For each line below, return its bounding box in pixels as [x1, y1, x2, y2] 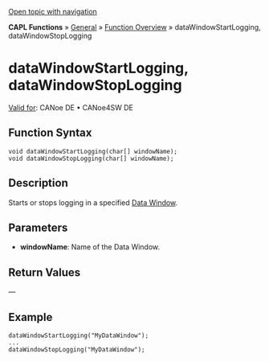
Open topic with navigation [8, 7, 98, 16]
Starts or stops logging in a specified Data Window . [8, 197, 178, 208]
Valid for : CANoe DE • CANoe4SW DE [8, 102, 134, 112]
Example [8, 310, 53, 324]
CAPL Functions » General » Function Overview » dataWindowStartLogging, [8, 23, 261, 31]
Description [8, 176, 68, 190]
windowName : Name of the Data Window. [19, 242, 161, 252]
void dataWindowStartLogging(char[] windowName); [8, 147, 178, 155]
